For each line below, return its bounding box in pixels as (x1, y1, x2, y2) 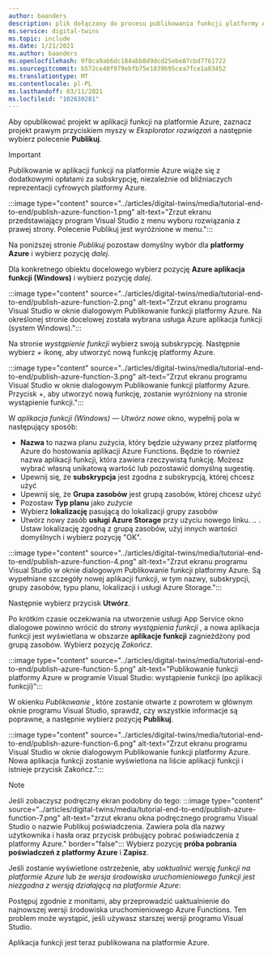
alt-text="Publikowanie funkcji (137, 664, 239, 674)
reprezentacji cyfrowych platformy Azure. (8, 183, 147, 193)
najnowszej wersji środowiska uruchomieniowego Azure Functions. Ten (8, 905, 247, 914)
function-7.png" (8, 813, 61, 823)
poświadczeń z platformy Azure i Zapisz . (8, 848, 149, 858)
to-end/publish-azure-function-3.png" (8, 372, 137, 382)
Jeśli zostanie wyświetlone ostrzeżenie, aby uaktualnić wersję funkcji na (8, 863, 251, 873)
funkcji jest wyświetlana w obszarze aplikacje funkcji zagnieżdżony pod (8, 632, 251, 641)
